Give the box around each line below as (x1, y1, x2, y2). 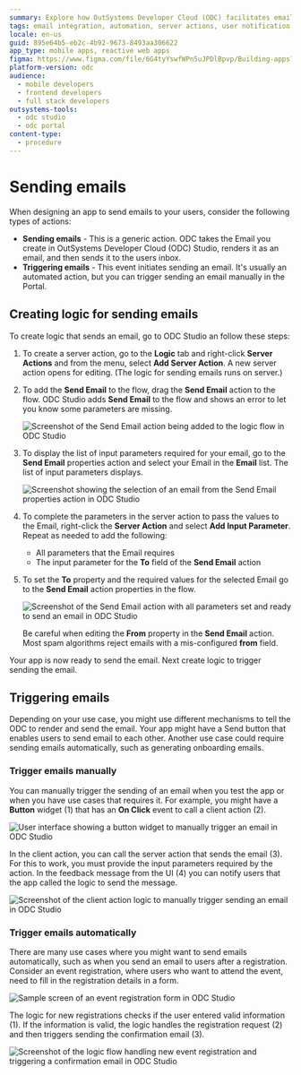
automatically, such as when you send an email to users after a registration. (9, 956, 288, 967)
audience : (9, 72, 47, 81)
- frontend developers (17, 88, 102, 97)
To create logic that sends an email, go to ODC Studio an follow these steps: (9, 331, 290, 341)
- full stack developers (17, 96, 110, 106)
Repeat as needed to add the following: (21, 529, 168, 540)
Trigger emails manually (9, 765, 117, 778)
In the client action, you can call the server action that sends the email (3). (9, 848, 283, 859)
